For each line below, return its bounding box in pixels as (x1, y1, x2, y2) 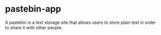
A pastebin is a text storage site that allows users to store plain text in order (5, 19, 156, 25)
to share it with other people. (5, 24, 63, 30)
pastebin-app (5, 3, 61, 15)
